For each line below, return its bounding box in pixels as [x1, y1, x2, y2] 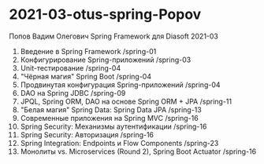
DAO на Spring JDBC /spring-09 [20, 88, 126, 97]
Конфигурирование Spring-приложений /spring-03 [20, 55, 191, 64]
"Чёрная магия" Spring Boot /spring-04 [20, 71, 152, 81]
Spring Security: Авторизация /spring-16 [20, 129, 154, 139]
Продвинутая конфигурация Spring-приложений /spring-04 [20, 80, 221, 89]
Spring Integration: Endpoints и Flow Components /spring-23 [20, 138, 219, 148]
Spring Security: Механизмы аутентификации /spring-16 [20, 122, 207, 131]
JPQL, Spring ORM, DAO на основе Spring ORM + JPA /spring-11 [20, 97, 232, 106]
